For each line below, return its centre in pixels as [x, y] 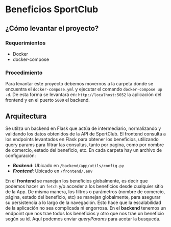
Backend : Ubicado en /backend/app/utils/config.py [68, 165]
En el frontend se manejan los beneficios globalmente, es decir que [77, 180]
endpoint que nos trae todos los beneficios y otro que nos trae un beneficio [85, 213]
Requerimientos [26, 43]
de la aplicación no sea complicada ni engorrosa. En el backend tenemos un [86, 208]
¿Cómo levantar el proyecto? [52, 28]
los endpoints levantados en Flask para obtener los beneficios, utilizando [82, 139]
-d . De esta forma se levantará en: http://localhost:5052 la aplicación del [83, 95]
